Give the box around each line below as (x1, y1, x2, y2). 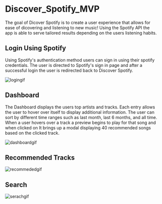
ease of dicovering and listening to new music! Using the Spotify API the (5, 24, 150, 30)
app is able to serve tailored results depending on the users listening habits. (5, 30, 157, 36)
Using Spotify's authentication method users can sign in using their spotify (5, 57, 155, 63)
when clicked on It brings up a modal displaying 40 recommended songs (5, 124, 151, 130)
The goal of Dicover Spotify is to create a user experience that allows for (5, 20, 151, 25)
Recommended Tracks (5, 153, 75, 162)
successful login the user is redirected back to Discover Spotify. (5, 67, 133, 73)
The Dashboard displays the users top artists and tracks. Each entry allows (5, 104, 155, 110)
